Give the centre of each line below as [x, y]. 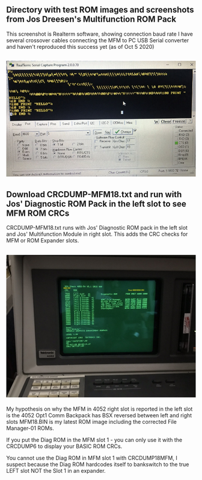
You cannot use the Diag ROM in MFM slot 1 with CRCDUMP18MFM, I [92, 458]
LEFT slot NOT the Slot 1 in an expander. [56, 470]
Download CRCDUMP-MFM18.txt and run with [94, 194]
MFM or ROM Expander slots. [43, 241]
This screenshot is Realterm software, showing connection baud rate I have [100, 34]
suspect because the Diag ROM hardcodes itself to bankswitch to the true [98, 464]
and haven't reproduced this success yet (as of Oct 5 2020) [80, 46]
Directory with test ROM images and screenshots [100, 10]
